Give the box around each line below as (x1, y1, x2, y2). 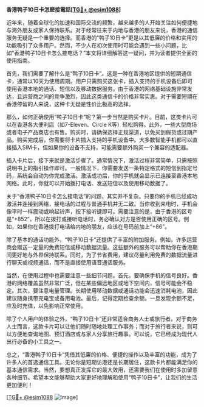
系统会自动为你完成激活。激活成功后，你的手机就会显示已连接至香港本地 (16, 172, 198, 179)
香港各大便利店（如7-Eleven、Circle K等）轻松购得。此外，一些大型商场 (16, 121, 197, 128)
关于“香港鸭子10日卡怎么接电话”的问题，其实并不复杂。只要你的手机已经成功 (6, 193, 197, 200)
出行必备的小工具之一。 (6, 338, 65, 345)
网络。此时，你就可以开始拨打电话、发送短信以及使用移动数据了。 (6, 180, 171, 186)
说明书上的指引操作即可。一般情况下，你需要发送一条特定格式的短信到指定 (6, 165, 192, 171)
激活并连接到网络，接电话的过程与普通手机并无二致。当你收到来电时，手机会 (6, 200, 198, 207)
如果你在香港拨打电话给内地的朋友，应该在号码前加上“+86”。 (16, 223, 170, 230)
